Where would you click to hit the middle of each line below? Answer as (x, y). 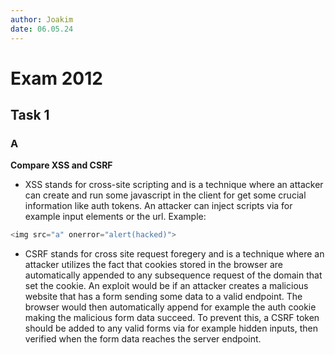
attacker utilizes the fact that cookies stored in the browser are (153, 265)
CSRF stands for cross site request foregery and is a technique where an (174, 254)
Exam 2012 (56, 78)
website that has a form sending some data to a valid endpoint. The (163, 297)
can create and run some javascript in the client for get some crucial (165, 195)
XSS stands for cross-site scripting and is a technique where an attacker (174, 185)
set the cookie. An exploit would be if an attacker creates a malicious (166, 286)
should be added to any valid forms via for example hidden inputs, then (171, 328)
